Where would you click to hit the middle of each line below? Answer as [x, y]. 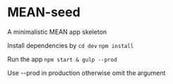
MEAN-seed [44, 12]
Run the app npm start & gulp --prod [62, 59]
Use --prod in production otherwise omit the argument [86, 73]
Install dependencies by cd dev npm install [71, 45]
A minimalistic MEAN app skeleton [57, 32]
